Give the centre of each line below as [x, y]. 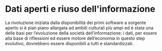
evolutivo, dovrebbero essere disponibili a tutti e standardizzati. [69, 43]
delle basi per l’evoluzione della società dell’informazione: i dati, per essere [81, 33]
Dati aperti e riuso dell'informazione [80, 9]
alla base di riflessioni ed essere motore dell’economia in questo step [75, 38]
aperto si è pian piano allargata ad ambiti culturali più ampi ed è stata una [79, 27]
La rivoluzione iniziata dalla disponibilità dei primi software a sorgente [76, 23]
